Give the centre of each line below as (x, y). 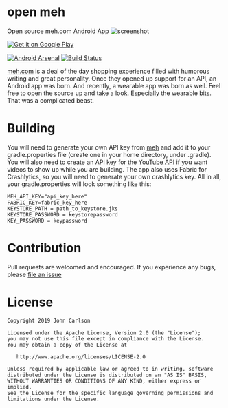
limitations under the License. (53, 399)
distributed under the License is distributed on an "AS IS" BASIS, (107, 375)
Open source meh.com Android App (58, 31)
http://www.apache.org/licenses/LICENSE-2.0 (81, 357)
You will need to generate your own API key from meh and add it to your (109, 147)
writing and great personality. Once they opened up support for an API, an (112, 78)
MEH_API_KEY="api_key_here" (47, 196)
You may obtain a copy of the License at (67, 345)
